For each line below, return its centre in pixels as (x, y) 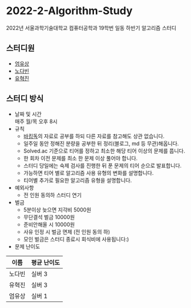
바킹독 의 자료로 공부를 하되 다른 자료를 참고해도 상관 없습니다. (94, 136)
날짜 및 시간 (28, 114)
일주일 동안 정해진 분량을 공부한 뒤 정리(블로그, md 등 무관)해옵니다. (101, 143)
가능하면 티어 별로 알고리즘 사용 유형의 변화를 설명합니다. (88, 173)
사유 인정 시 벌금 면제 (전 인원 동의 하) (67, 231)
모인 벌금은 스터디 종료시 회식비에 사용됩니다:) (76, 239)
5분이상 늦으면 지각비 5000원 (57, 210)
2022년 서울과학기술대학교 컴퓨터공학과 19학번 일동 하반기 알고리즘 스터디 (91, 28)
